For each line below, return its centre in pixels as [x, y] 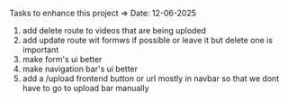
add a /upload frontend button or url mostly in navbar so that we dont [151, 79]
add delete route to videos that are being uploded [114, 30]
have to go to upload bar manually [86, 88]
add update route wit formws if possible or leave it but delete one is [147, 40]
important [40, 50]
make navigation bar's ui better [80, 69]
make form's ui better [62, 59]
